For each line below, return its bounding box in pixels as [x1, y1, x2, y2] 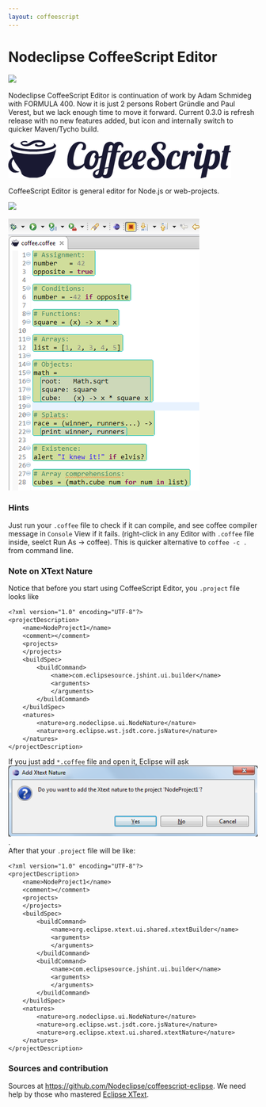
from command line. [8, 545, 74, 555]
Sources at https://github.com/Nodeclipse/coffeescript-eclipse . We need [8, 1081, 247, 1090]
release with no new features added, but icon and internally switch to [8, 116, 234, 125]
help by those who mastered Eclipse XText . [8, 1090, 149, 1099]
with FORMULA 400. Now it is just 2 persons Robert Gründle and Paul [8, 99, 236, 109]
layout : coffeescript [8, 13, 80, 21]
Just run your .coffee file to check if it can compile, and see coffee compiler [8, 520, 257, 530]
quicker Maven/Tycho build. [8, 124, 99, 134]
